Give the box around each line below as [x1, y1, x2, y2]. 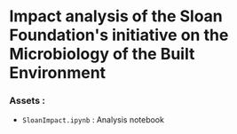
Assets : [9, 95, 46, 107]
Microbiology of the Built [9, 44, 195, 64]
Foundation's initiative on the [9, 25, 229, 45]
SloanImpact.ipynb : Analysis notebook [21, 114, 164, 125]
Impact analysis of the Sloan [9, 6, 224, 27]
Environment [9, 63, 107, 83]
